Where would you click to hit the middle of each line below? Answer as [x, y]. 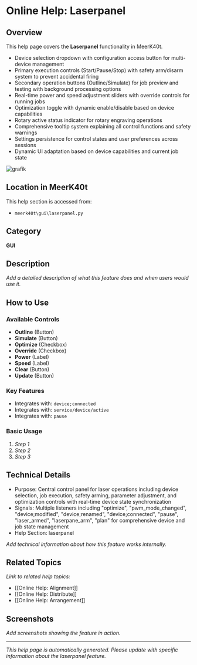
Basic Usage [24, 431]
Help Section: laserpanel [44, 532]
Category [24, 231]
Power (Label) [32, 357]
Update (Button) [34, 376]
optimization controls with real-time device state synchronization [93, 501]
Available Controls [33, 319]
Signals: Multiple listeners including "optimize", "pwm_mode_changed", [101, 508]
